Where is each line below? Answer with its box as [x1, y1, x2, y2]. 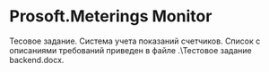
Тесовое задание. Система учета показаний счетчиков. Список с [9, 36, 261, 46]
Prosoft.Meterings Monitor [9, 6, 213, 27]
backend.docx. [9, 54, 65, 65]
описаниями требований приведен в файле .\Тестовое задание [9, 44, 253, 55]
